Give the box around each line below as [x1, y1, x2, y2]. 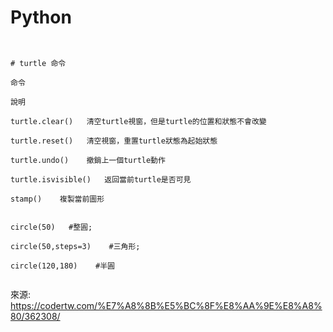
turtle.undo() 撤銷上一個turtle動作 [10, 155, 166, 165]
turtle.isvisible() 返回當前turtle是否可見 [10, 174, 192, 185]
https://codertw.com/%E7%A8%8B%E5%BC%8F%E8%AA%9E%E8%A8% [10, 299, 323, 311]
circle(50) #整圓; [10, 222, 93, 232]
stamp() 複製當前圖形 [10, 194, 105, 204]
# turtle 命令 [10, 58, 67, 68]
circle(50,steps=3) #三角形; [10, 241, 141, 251]
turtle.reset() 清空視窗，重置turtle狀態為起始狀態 [10, 136, 218, 146]
